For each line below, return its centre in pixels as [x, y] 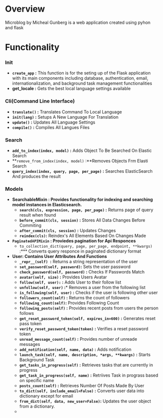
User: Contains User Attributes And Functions [59, 256]
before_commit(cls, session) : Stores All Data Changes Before [82, 220]
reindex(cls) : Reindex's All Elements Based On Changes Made [83, 236]
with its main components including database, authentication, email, [80, 78]
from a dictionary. [37, 406]
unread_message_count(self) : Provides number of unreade [78, 339]
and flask [14, 27]
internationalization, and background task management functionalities [82, 83]
